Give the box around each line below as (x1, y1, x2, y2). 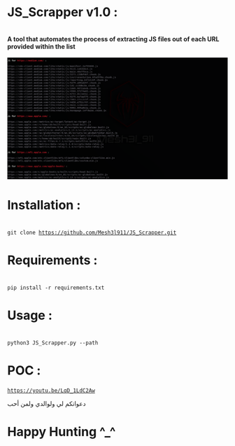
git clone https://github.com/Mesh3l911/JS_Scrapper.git (7, 229, 177, 237)
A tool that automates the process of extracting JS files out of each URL (7, 34, 220, 43)
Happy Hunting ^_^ (7, 424, 116, 440)
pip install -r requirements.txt (7, 284, 105, 291)
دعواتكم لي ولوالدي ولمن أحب (7, 400, 86, 408)
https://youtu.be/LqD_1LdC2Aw (7, 387, 96, 394)
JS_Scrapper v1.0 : (7, 4, 118, 20)
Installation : (7, 197, 81, 214)
